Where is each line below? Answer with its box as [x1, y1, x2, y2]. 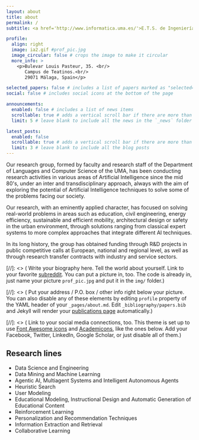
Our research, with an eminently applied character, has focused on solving [6, 204, 188, 211]
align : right [11, 41, 44, 47]
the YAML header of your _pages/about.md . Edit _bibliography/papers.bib [6, 301, 187, 308]
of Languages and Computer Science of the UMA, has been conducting [6, 167, 181, 174]
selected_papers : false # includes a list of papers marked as [6, 85, 166, 91]
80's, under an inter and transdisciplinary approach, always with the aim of [6, 180, 189, 187]
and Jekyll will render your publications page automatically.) [6, 308, 153, 314]
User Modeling [14, 389, 52, 396]
